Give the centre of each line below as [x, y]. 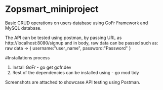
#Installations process [28, 57]
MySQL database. [23, 28]
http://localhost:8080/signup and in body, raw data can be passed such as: [81, 43]
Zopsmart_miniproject [52, 9]
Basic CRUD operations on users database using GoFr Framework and [77, 23]
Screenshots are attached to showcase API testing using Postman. [73, 82]
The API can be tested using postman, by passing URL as [63, 38]
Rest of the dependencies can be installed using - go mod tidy [76, 72]
